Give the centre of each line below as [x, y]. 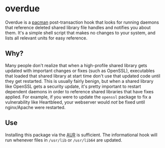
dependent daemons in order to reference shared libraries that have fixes [79, 91]
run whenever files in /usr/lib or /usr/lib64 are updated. [64, 140]
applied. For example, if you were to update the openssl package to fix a [78, 97]
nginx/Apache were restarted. [35, 107]
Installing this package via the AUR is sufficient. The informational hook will [81, 135]
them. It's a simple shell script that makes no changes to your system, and [80, 33]
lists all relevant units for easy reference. [46, 38]
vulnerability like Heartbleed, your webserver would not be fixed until [75, 102]
